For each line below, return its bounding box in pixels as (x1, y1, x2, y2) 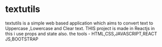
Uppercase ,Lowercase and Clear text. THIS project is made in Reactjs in (5, 25, 155, 31)
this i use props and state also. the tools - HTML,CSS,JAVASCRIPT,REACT (5, 30, 157, 36)
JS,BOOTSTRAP (5, 36, 38, 42)
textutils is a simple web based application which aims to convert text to (5, 20, 153, 26)
